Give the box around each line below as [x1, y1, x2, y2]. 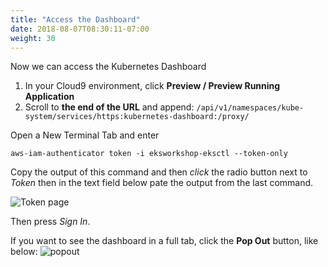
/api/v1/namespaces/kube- [196, 103, 305, 113]
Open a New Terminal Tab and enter [10, 129, 160, 141]
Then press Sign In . [10, 216, 91, 228]
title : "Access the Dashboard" [10, 14, 141, 25]
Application [24, 91, 75, 103]
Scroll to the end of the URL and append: [24, 101, 195, 113]
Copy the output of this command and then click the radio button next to [10, 166, 308, 178]
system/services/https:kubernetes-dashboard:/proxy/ [24, 112, 250, 122]
